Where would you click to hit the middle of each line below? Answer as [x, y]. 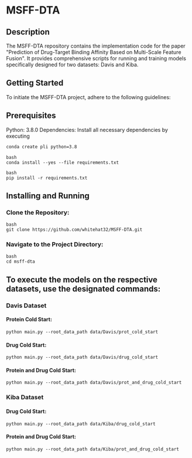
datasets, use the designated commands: [83, 289]
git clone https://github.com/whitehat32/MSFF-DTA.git [74, 230]
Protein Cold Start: [29, 320]
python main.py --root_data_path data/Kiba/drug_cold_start [81, 424]
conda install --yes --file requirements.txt [62, 162]
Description [28, 32]
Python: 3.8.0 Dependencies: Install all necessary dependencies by [87, 130]
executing [18, 136]
